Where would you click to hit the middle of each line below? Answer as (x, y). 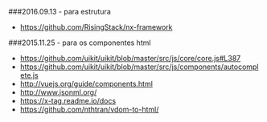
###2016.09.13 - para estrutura (60, 12)
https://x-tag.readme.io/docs (68, 101)
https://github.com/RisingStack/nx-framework (96, 27)
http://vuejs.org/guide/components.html (86, 84)
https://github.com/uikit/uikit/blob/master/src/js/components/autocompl (139, 67)
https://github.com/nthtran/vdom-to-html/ (89, 109)
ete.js (29, 75)
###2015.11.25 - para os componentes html (80, 43)
